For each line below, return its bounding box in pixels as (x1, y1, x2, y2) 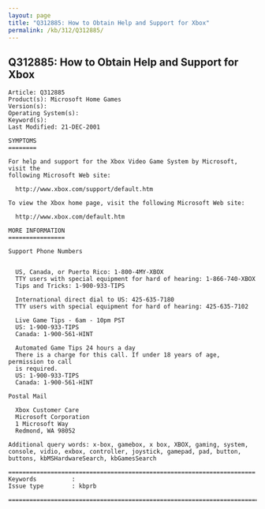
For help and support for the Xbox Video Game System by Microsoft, (8, 158, 238, 166)
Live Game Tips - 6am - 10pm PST (15, 316, 125, 324)
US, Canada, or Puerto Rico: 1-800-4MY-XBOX (15, 268, 164, 276)
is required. (15, 365, 58, 373)
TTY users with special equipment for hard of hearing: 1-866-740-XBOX (15, 275, 256, 283)
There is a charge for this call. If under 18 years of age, (15, 351, 221, 359)
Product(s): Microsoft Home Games (8, 95, 122, 103)
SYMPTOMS (8, 137, 37, 145)
